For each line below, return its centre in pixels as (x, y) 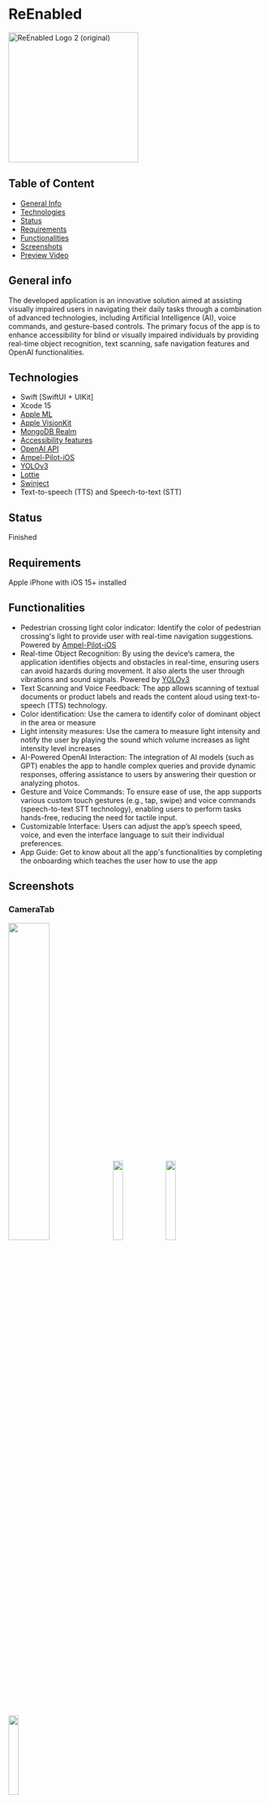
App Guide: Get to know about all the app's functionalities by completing (141, 852)
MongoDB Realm (48, 432)
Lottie (30, 475)
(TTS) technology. (77, 705)
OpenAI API (39, 449)
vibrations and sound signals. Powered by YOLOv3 (105, 679)
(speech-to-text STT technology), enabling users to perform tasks (131, 809)
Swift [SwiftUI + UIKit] (57, 397)
